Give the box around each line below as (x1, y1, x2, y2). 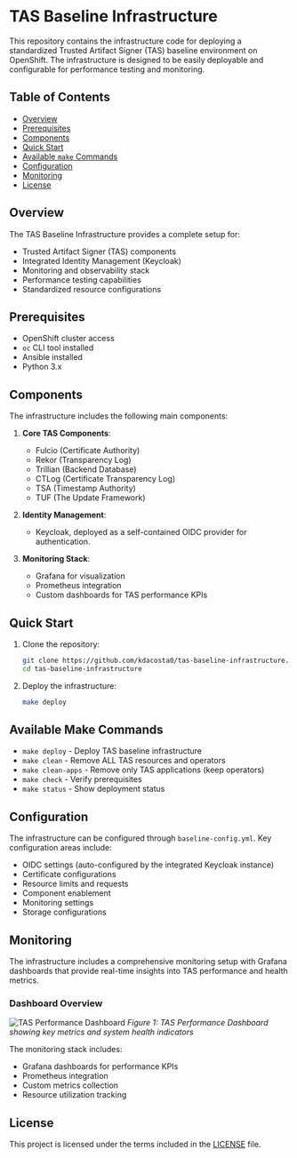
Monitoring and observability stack (21, 265, 150, 276)
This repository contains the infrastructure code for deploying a (9, 36, 242, 46)
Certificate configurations (21, 869, 117, 880)
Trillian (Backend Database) (35, 464, 137, 475)
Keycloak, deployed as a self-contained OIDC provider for (35, 527, 247, 538)
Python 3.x (21, 362, 62, 372)
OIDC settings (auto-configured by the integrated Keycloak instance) (21, 859, 274, 870)
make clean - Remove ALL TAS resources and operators (21, 755, 226, 766)
